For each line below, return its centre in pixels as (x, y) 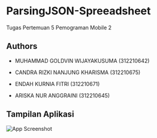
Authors (22, 46)
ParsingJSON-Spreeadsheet (78, 11)
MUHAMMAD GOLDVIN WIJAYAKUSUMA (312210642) (82, 60)
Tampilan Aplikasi (40, 114)
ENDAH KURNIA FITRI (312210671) (57, 84)
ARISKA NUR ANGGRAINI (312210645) (62, 95)
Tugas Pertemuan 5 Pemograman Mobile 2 (59, 27)
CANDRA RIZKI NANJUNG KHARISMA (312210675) (78, 72)
